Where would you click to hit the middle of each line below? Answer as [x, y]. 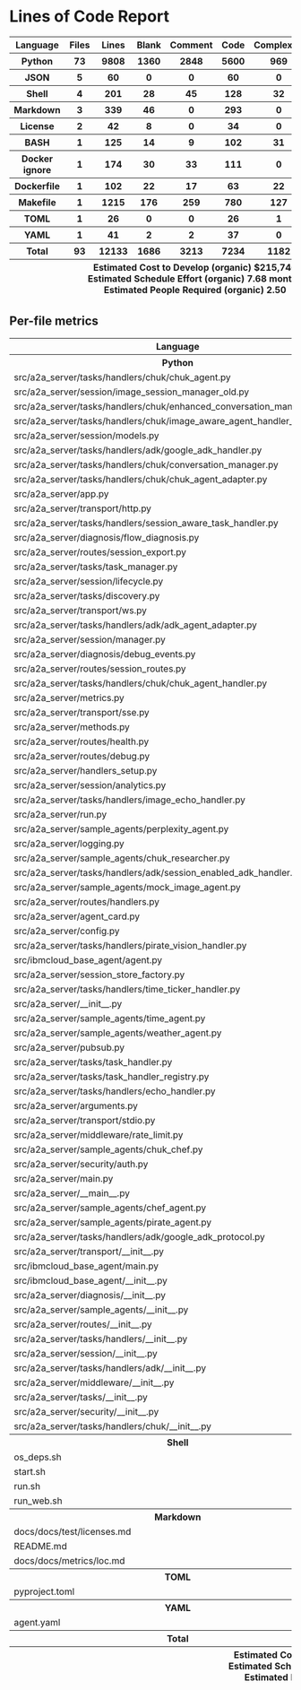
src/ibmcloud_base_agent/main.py [86, 1266]
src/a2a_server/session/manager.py [90, 639]
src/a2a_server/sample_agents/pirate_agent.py [113, 1222]
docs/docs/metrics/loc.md [69, 1560]
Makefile [37, 202]
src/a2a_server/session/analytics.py [90, 784]
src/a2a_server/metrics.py [69, 698]
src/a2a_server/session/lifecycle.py [89, 581]
